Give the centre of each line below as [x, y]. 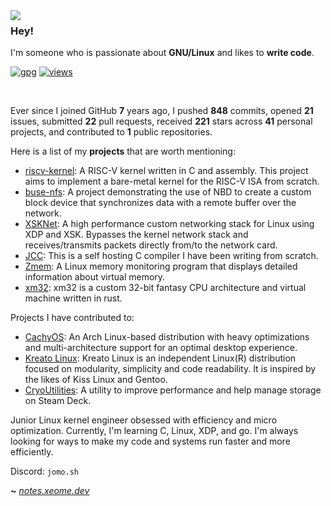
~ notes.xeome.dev [50, 491]
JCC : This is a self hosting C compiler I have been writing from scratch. [171, 256]
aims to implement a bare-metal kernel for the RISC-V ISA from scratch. [172, 181]
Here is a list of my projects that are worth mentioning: [123, 151]
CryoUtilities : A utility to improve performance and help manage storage [173, 390]
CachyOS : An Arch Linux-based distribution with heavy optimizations [167, 337]
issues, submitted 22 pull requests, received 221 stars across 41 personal [161, 121]
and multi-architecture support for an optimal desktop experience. [161, 348]
